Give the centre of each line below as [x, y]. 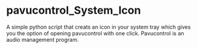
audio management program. [42, 39]
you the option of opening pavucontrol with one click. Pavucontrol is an [95, 33]
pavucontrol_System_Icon [74, 10]
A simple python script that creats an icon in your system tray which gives [98, 27]
